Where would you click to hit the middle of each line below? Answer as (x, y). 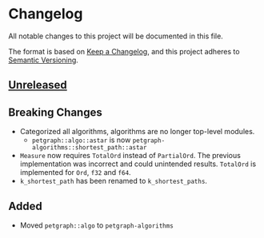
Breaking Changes (55, 112)
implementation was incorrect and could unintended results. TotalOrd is (138, 164)
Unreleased (38, 85)
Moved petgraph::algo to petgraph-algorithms (96, 225)
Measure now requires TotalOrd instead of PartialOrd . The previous (130, 156)
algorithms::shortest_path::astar (89, 148)
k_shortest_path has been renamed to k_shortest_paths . (114, 181)
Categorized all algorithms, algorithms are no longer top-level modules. (137, 132)
